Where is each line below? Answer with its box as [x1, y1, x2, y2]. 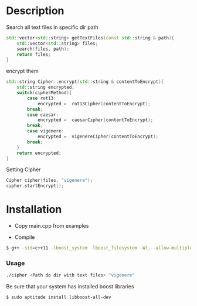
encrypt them [6, 68, 39, 75]
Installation [6, 203, 62, 216]
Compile [14, 234, 35, 241]
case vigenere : [27, 128, 64, 134]
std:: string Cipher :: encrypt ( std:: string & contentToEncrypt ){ [6, 79, 164, 85]
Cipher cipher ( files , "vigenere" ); [6, 178, 93, 184]
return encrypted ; [16, 150, 62, 156]
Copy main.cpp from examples [14, 222, 89, 229]
